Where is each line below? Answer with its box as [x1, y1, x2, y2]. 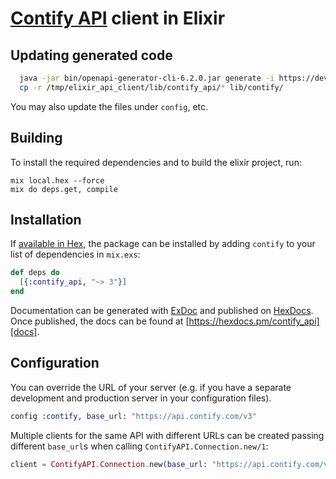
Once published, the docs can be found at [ [10, 315, 190, 327]
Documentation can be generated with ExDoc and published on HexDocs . [10, 305, 314, 316]
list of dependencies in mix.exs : [10, 248, 141, 261]
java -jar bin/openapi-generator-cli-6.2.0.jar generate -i [19, 73, 275, 83]
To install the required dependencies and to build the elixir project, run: [10, 156, 302, 168]
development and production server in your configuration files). [10, 392, 272, 404]
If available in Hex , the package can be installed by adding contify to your [10, 238, 316, 250]
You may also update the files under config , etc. [10, 100, 209, 112]
